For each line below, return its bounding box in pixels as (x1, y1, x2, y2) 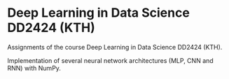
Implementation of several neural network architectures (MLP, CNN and (7, 56, 214, 64)
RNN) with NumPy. (7, 64, 62, 72)
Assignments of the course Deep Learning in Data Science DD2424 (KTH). (7, 43, 223, 51)
